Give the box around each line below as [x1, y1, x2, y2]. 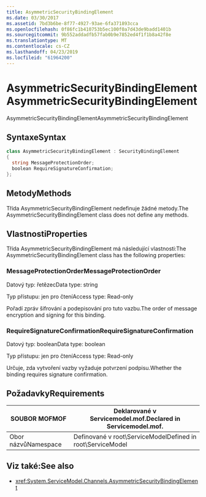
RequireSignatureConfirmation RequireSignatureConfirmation [6, 326, 194, 335]
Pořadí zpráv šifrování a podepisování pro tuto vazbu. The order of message [6, 304, 197, 312]
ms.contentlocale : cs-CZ [6, 44, 70, 50]
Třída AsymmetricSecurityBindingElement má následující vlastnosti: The [6, 245, 186, 252]
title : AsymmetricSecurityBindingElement [6, 9, 114, 15]
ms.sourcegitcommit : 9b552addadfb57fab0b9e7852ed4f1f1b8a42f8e [6, 32, 172, 38]
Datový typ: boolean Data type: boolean [6, 340, 105, 347]
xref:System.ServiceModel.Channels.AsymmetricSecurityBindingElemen [15, 477, 198, 485]
